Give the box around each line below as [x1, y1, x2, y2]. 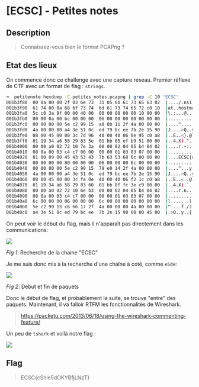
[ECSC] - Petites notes [6, 4, 118, 18]
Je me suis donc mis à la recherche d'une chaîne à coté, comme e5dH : [6, 260, 177, 267]
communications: [6, 227, 49, 234]
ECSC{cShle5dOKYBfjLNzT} [20, 374, 90, 381]
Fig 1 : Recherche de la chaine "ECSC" [6, 249, 98, 256]
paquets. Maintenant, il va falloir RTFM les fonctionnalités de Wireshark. [6, 301, 182, 308]
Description [6, 28, 50, 38]
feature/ [20, 318, 40, 326]
